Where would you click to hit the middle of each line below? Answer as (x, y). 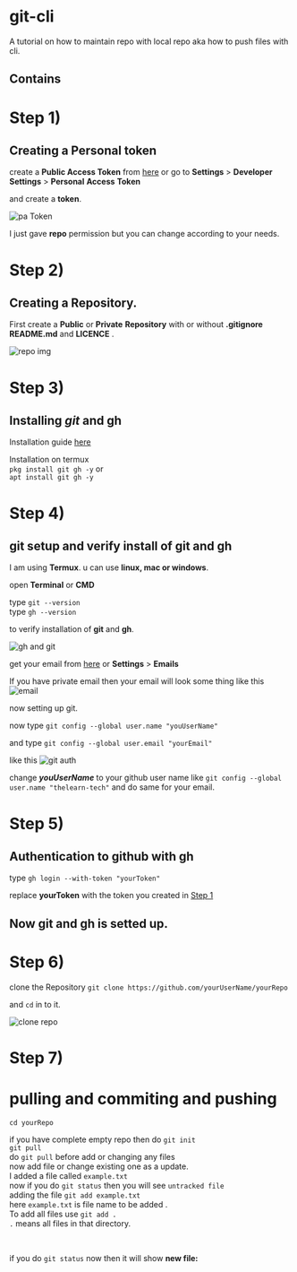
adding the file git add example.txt (75, 1195)
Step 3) (37, 388)
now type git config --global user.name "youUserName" (114, 726)
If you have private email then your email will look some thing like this (137, 681)
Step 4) (37, 513)
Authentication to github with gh (102, 857)
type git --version (45, 602)
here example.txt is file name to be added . (89, 1204)
